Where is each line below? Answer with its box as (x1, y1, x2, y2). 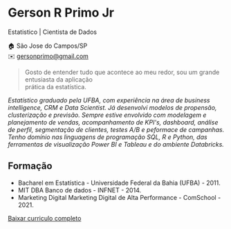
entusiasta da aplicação (24, 75, 93, 84)
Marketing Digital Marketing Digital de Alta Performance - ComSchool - (17, 193, 221, 201)
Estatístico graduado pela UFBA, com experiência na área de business (8, 95, 210, 104)
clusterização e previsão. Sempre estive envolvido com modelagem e (8, 111, 207, 119)
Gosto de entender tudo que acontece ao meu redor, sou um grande (24, 68, 220, 76)
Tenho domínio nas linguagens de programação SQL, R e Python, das (8, 133, 207, 141)
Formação (8, 161, 53, 172)
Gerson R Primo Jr (8, 5, 115, 21)
